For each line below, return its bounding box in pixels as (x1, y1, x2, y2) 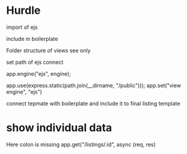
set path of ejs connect (6, 58, 64, 66)
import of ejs (6, 23, 38, 31)
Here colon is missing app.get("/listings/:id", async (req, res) (6, 141, 156, 148)
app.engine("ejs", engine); (6, 70, 71, 77)
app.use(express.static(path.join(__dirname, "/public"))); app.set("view (6, 82, 182, 89)
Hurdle (6, 4, 41, 17)
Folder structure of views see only (6, 46, 91, 54)
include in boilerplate (6, 35, 58, 42)
